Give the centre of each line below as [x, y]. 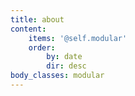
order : [42, 47]
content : [28, 29]
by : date [64, 57]
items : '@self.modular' [78, 38]
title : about [37, 19]
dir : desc [66, 66]
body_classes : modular [57, 76]
